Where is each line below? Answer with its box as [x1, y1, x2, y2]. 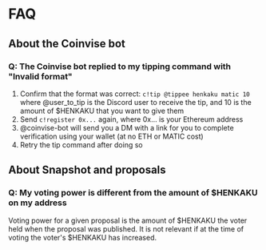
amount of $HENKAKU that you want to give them [19, 106, 185, 115]
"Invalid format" [8, 71, 73, 82]
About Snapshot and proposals [8, 163, 166, 177]
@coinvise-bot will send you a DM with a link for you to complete [19, 123, 234, 132]
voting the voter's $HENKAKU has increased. [8, 232, 157, 242]
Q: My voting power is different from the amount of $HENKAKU [8, 187, 258, 199]
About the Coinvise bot [8, 37, 125, 50]
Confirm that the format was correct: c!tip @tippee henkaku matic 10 [19, 89, 250, 99]
